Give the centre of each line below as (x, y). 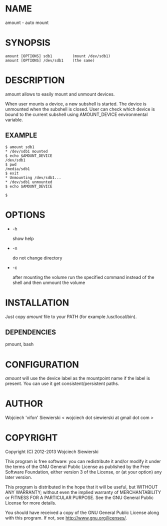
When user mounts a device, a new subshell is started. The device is (76, 103)
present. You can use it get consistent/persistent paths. (62, 383)
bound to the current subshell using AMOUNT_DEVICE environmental (76, 114)
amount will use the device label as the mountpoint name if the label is (77, 378)
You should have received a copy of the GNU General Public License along (82, 512)
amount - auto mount (27, 22)
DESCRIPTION (35, 80)
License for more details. (31, 503)
